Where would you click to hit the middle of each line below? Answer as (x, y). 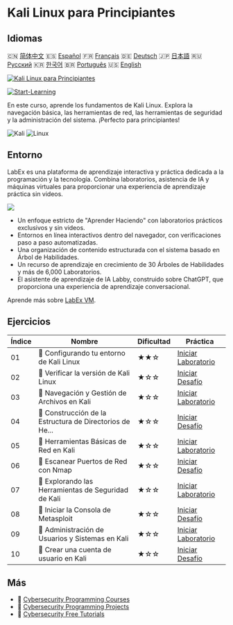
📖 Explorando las (66, 481)
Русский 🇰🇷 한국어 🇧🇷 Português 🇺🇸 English (75, 64)
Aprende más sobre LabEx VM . (52, 300)
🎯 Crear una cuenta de (75, 549)
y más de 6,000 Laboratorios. (59, 272)
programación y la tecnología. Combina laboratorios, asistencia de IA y (108, 179)
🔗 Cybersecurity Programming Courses (74, 599)
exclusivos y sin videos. (51, 227)
